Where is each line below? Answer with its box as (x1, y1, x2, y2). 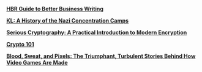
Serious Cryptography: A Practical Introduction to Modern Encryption (6, 29, 187, 36)
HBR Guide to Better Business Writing (6, 5, 104, 12)
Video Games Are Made (6, 59, 69, 66)
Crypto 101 (6, 41, 34, 48)
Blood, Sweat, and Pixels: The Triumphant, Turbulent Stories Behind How (6, 52, 196, 60)
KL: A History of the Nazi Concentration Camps (6, 17, 129, 24)
